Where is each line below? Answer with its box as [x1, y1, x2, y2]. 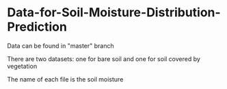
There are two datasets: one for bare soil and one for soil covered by [7, 54, 200, 63]
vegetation [7, 62, 38, 70]
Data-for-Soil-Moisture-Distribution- [7, 5, 221, 20]
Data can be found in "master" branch [7, 41, 114, 50]
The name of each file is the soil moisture [7, 75, 124, 83]
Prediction [7, 19, 67, 35]
